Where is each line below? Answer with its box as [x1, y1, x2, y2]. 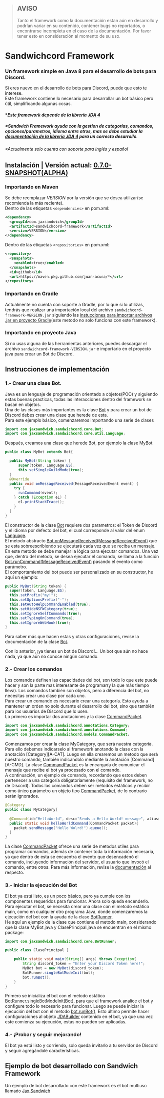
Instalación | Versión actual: [5, 161, 92, 169]
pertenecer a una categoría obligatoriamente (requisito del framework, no [5, 777, 153, 783]
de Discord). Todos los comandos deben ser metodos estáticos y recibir [5, 783, 150, 789]
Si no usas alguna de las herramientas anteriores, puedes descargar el [5, 340, 147, 346]
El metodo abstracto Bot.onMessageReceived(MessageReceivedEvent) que [5, 537, 157, 543]
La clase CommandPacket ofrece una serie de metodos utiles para [5, 843, 139, 849]
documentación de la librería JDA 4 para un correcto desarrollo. [5, 134, 138, 139]
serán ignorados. [5, 793, 40, 799]
